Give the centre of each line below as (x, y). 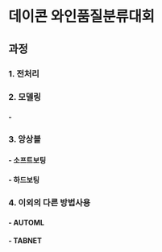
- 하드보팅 (24, 180)
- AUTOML (26, 222)
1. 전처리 (24, 73)
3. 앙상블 (25, 139)
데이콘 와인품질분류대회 (81, 17)
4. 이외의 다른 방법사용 (50, 203)
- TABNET (25, 241)
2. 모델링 (25, 97)
